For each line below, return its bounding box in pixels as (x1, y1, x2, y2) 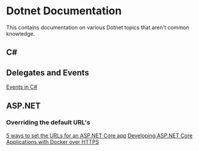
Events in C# (6, 83, 38, 90)
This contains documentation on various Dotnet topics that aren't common (6, 24, 189, 31)
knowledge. (6, 30, 35, 37)
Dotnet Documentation (6, 4, 122, 18)
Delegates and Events (6, 67, 90, 78)
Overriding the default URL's (6, 118, 91, 127)
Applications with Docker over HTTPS (6, 138, 99, 145)
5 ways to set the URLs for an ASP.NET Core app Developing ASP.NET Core (6, 132, 193, 139)
